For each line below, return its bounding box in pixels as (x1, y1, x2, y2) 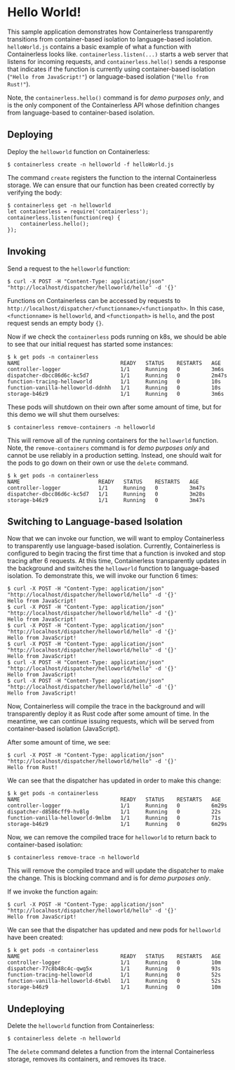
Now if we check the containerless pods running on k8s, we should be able (7, 332, 227, 341)
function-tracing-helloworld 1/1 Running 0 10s (7, 378, 221, 385)
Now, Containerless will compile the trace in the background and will (7, 702, 206, 711)
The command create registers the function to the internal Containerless (7, 173, 217, 181)
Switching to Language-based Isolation (7, 515, 183, 527)
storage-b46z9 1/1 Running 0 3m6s (7, 390, 224, 397)
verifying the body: (7, 188, 62, 197)
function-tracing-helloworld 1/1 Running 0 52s (7, 972, 221, 979)
